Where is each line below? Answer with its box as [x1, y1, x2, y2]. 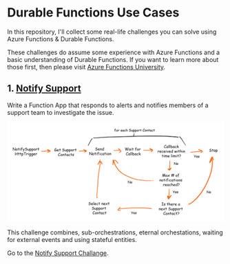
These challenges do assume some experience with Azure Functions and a [7, 48, 220, 56]
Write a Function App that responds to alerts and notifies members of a [7, 101, 209, 109]
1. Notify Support [7, 82, 81, 94]
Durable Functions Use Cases [7, 5, 180, 21]
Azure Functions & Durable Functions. [7, 34, 115, 43]
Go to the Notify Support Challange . [7, 249, 109, 257]
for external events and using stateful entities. [7, 235, 138, 243]
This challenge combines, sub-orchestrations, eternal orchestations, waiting [7, 228, 224, 236]
